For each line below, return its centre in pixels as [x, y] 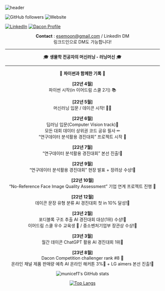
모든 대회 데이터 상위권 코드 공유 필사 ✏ [82, 131]
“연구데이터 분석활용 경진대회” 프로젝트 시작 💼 [82, 137]
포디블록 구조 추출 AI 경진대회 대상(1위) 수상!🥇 [82, 219]
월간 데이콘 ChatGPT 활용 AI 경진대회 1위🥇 [82, 242]
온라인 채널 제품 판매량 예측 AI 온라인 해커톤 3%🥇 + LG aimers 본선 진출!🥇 [82, 264]
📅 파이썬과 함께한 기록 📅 [82, 73]
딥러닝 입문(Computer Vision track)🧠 [82, 124]
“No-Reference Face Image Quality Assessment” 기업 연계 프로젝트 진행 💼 [82, 186]
